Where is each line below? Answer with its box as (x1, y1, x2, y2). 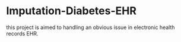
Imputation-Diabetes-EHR (6, 4, 136, 18)
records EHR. (6, 30, 39, 37)
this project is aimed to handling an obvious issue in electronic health (6, 24, 175, 31)
